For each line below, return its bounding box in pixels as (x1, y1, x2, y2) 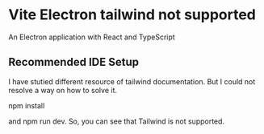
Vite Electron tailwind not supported (8, 6, 256, 24)
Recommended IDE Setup (8, 55, 140, 69)
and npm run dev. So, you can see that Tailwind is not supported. (8, 116, 224, 126)
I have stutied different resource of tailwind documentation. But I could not (8, 76, 256, 86)
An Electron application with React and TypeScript (8, 32, 175, 42)
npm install (8, 100, 45, 110)
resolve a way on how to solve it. (8, 85, 117, 95)
